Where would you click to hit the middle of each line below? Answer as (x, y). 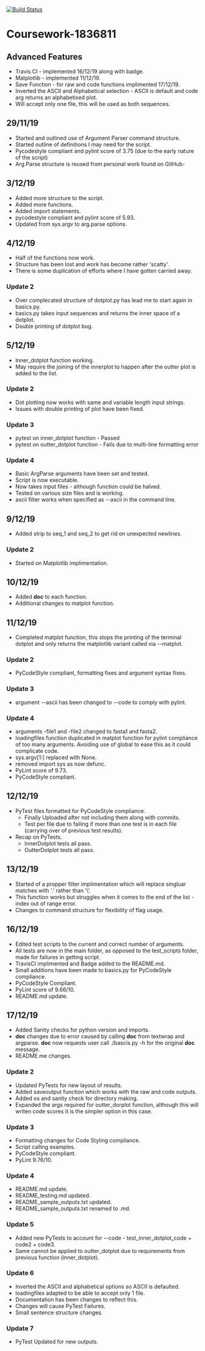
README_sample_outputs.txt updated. (63, 1202)
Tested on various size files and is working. (69, 493)
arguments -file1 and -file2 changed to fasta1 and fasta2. (86, 732)
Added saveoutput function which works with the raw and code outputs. (106, 1091)
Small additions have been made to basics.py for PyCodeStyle (93, 970)
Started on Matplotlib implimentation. (62, 563)
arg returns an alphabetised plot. (56, 97)
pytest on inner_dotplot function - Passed (67, 438)
